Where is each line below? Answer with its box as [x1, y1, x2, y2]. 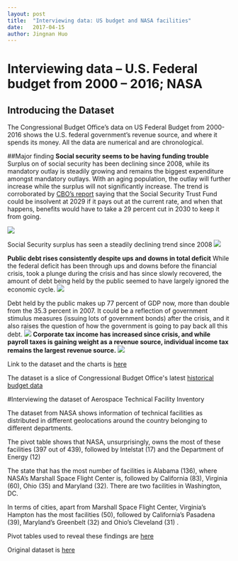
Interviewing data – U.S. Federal [7, 61, 198, 77]
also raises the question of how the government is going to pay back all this [7, 321, 228, 331]
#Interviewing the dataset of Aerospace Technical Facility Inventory [7, 395, 205, 404]
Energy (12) [7, 453, 41, 461]
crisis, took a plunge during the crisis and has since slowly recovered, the [7, 269, 222, 278]
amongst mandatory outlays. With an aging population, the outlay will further [7, 175, 232, 183]
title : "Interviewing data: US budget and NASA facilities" [7, 17, 192, 24]
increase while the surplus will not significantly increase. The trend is [7, 182, 209, 191]
